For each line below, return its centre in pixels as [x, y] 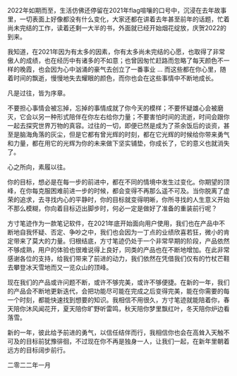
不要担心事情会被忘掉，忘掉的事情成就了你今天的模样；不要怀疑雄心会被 [112, 108]
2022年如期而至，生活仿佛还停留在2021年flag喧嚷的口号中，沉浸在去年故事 [117, 10]
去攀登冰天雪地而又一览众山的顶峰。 [60, 267]
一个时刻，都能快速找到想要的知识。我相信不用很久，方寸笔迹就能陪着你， [115, 300]
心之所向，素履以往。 [38, 167]
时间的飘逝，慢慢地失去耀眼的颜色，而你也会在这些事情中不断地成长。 [115, 78]
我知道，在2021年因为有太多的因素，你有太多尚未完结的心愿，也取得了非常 [116, 52]
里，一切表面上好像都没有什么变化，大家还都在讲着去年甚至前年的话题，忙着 [119, 19]
